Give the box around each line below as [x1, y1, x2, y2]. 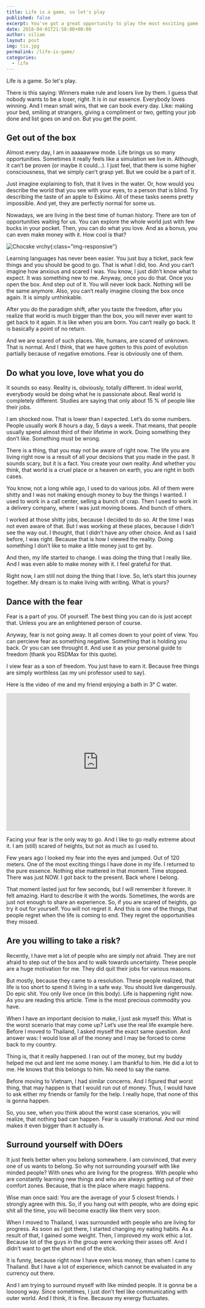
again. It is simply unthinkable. [6, 294, 83, 301]
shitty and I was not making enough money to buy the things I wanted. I [6, 491, 187, 499]
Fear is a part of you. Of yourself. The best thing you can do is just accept [6, 613, 192, 620]
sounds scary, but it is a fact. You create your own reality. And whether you [6, 460, 196, 467]
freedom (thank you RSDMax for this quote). [6, 650, 118, 658]
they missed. [6, 917, 39, 925]
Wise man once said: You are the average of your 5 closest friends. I [6, 1194, 179, 1201]
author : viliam [6, 32, 45, 38]
